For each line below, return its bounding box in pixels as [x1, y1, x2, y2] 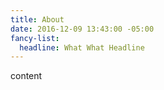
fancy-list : [10, 33, 60, 43]
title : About [10, 14, 65, 25]
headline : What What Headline [19, 42, 145, 53]
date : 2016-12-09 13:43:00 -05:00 [10, 24, 155, 34]
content [10, 70, 43, 82]
